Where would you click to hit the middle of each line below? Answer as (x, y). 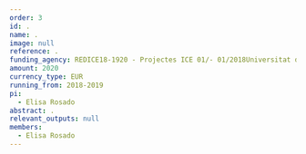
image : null (32, 43)
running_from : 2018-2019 (56, 85)
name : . (24, 34)
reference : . (34, 52)
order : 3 (26, 18)
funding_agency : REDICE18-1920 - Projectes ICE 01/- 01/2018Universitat (150, 60)
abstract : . (32, 111)
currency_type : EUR (46, 77)
